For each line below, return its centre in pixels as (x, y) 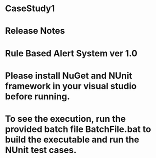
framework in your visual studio (71, 86)
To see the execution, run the (66, 119)
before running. (37, 96)
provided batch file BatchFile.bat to (78, 129)
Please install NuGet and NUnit (69, 76)
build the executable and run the (72, 139)
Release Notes (35, 31)
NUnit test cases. (41, 150)
